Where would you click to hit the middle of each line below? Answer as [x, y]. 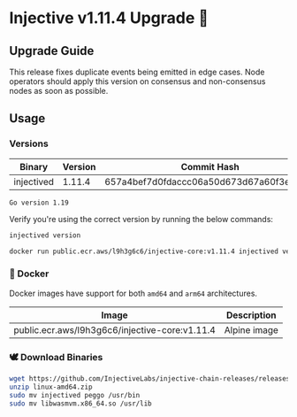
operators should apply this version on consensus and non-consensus [137, 81]
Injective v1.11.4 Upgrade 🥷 [109, 18]
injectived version [45, 235]
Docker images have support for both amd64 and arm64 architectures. [133, 293]
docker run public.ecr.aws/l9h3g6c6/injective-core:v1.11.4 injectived [144, 251]
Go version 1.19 [39, 203]
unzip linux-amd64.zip [51, 387]
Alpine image [251, 329]
